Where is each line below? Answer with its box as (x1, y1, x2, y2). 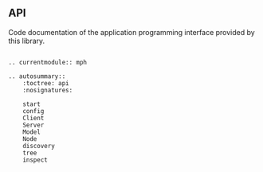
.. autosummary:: (8, 72, 66, 80)
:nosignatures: (22, 86, 73, 94)
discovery (22, 142, 56, 150)
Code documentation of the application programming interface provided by (8, 27, 255, 37)
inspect (22, 155, 48, 164)
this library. (8, 36, 45, 45)
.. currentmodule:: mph (8, 58, 88, 66)
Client (22, 114, 45, 122)
